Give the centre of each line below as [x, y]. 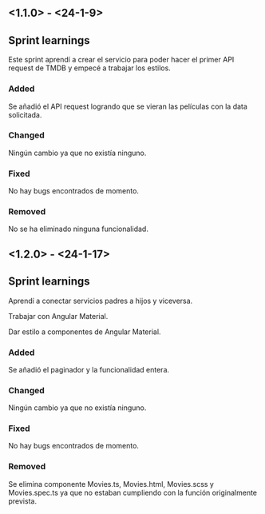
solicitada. [25, 114]
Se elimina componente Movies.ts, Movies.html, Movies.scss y [111, 484]
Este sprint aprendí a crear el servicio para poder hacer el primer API [121, 60]
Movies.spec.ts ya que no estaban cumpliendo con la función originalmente [133, 492]
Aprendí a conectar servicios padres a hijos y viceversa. [101, 301]
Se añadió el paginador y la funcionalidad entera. [89, 369]
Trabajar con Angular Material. [58, 316]
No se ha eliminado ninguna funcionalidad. [79, 229]
